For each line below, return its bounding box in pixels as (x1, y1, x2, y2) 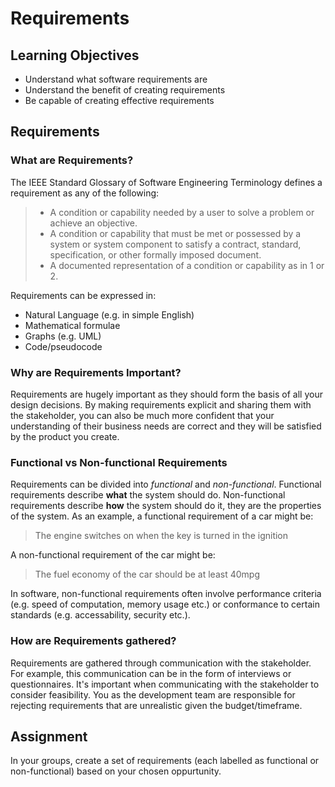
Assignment (10, 728, 88, 745)
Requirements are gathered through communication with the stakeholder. (10, 657, 312, 669)
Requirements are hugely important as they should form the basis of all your (10, 388, 323, 400)
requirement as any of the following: (10, 187, 160, 199)
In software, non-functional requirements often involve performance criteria (10, 588, 322, 600)
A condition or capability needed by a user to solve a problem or (49, 206, 315, 218)
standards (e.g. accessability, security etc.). (10, 609, 191, 621)
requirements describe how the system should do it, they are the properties (10, 500, 322, 512)
